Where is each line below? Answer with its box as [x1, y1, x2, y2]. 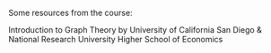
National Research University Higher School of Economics [8, 34, 223, 44]
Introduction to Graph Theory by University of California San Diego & [8, 25, 262, 34]
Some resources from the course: [8, 8, 133, 18]
